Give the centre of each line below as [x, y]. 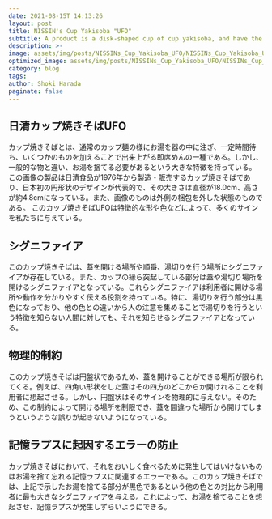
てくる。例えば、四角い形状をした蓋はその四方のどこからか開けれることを [132, 386]
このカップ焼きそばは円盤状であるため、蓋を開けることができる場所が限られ [136, 376]
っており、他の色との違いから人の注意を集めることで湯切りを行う [139, 307]
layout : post [30, 23]
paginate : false [36, 91]
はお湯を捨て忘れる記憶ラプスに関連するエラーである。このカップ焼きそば [132, 476]
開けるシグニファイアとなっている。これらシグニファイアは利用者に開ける [132, 287]
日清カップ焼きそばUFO [68, 126]
